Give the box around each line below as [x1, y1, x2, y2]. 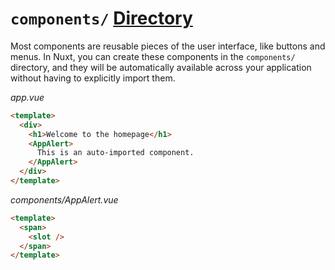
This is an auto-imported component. [36, 148, 195, 158]
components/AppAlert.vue [10, 193, 119, 206]
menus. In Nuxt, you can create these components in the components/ [10, 50, 296, 62]
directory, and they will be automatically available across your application [10, 61, 312, 73]
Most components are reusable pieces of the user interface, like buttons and [10, 40, 326, 52]
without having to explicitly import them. [10, 72, 176, 84]
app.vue [10, 91, 45, 103]
